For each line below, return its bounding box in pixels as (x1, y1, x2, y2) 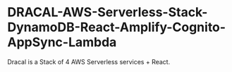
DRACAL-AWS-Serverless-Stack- (7, 4, 208, 20)
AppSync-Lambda (7, 35, 117, 50)
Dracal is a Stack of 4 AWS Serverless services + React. (7, 57, 171, 66)
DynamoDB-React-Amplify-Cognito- (7, 19, 226, 35)
